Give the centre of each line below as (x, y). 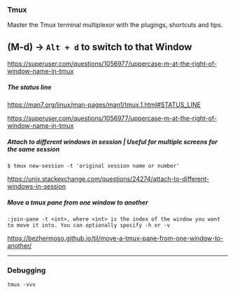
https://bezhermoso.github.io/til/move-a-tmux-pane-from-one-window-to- (115, 238)
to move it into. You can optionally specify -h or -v (89, 226)
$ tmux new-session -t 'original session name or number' (93, 166)
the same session (34, 149)
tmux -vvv (22, 285)
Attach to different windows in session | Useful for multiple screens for (113, 142)
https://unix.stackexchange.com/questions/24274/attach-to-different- (108, 179)
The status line (29, 87)
